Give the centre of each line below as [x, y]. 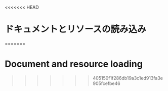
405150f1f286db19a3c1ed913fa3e [128, 78]
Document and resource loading [74, 64]
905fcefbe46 [107, 83]
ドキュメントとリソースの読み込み [75, 29]
